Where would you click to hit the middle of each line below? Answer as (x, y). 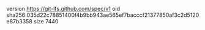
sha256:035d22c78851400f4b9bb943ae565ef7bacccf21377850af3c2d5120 (103, 15)
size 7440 (46, 21)
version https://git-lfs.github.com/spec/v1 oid (63, 9)
